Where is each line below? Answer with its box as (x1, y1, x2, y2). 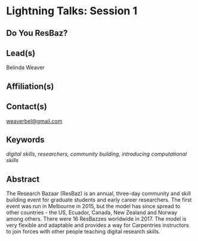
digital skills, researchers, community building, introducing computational (6, 150, 187, 157)
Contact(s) (6, 101, 48, 112)
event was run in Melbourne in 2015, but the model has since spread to (6, 203, 181, 210)
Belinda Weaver (6, 64, 45, 71)
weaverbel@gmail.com (6, 118, 63, 125)
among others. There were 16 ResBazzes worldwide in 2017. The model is (6, 215, 187, 223)
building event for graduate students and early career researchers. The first (6, 196, 192, 203)
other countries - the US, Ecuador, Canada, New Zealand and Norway (6, 209, 178, 216)
